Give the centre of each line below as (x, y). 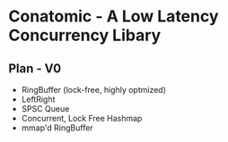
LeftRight (38, 99)
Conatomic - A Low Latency (114, 17)
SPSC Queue (45, 109)
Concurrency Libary (85, 35)
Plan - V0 (35, 68)
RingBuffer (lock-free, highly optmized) (94, 90)
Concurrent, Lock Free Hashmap (82, 118)
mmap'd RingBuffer (57, 128)
